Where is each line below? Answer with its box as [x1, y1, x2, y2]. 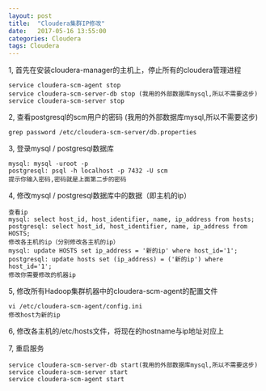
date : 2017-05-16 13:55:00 [8, 27, 107, 35]
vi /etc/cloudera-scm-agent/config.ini [8, 303, 143, 311]
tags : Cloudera [8, 42, 60, 50]
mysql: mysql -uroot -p [8, 159, 89, 168]
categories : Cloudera [8, 34, 82, 43]
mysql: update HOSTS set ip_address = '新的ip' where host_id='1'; [8, 247, 239, 255]
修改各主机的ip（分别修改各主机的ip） [8, 238, 120, 247]
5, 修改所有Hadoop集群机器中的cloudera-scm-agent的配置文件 [8, 287, 218, 296]
